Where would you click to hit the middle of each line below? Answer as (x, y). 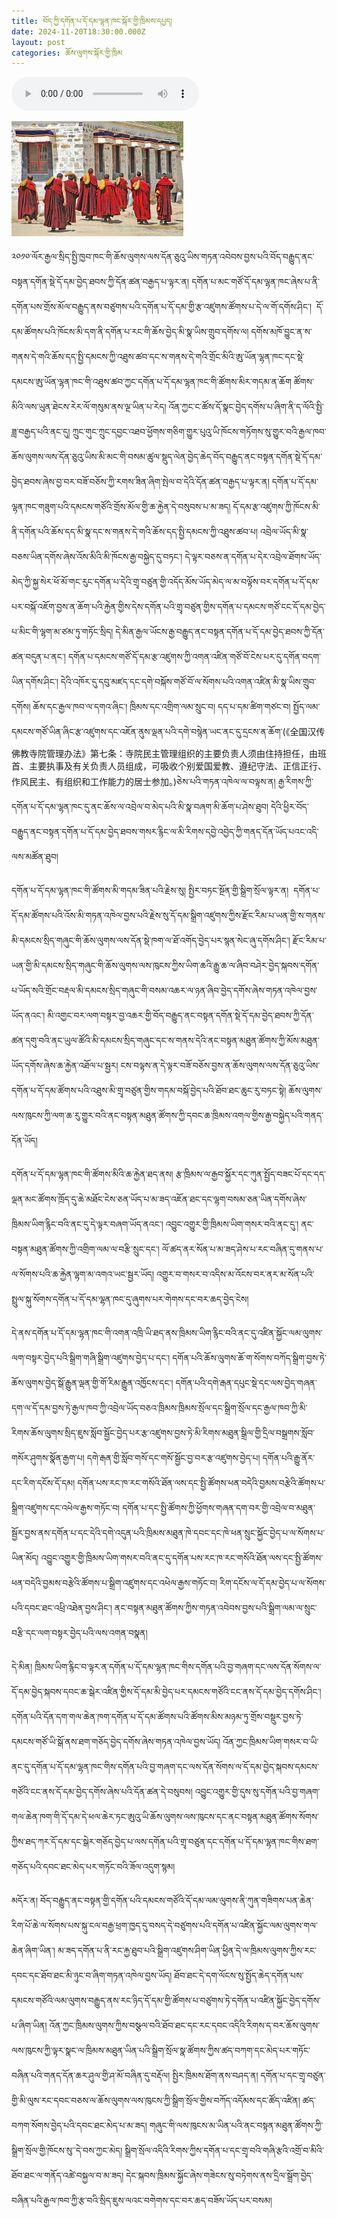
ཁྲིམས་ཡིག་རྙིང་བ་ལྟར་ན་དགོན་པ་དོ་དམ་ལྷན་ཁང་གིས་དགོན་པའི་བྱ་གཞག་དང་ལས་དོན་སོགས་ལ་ (178, 1667)
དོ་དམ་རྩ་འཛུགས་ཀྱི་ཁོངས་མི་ (276, 507)
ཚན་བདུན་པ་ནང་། (38, 657)
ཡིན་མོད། (25, 1558)
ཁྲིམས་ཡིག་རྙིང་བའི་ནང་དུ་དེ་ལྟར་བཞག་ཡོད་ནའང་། (87, 1224)
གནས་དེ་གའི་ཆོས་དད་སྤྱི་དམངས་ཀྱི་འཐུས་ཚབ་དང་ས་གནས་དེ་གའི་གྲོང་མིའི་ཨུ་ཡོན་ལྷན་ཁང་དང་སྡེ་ (158, 357)
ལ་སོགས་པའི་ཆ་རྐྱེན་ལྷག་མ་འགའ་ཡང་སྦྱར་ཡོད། (83, 1274)
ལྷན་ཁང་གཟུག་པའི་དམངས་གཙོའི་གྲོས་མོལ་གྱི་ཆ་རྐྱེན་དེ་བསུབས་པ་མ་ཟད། (121, 507)
